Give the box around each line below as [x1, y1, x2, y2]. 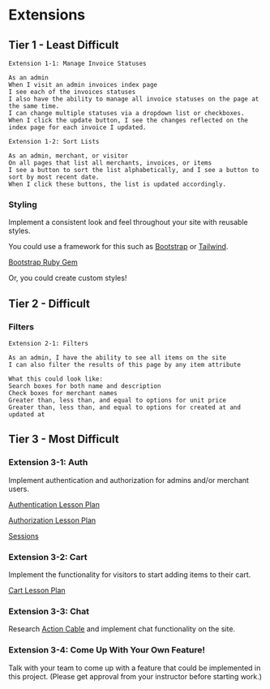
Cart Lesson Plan [8, 585, 66, 595]
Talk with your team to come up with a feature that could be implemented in [8, 663, 261, 673]
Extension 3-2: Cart [8, 551, 88, 562]
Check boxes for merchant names [8, 389, 118, 397]
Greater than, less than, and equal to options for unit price [8, 396, 227, 404]
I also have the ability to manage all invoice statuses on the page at [8, 95, 259, 103]
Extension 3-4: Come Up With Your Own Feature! [8, 644, 205, 656]
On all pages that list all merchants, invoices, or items [8, 159, 212, 167]
